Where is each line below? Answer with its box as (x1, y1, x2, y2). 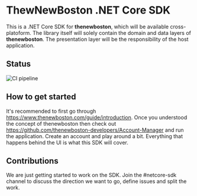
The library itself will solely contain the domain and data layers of (32, 29, 191, 36)
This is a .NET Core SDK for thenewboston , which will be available (6, 23, 169, 30)
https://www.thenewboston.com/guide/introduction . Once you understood (6, 113, 188, 121)
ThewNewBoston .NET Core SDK (6, 4, 170, 17)
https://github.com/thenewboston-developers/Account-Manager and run (6, 126, 185, 133)
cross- (170, 23, 186, 30)
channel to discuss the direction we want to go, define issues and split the (6, 178, 187, 185)
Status (6, 59, 31, 69)
